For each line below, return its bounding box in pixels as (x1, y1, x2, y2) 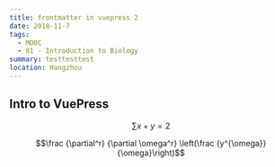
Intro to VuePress (9, 96, 110, 112)
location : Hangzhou (9, 64, 83, 73)
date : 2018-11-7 (9, 22, 70, 31)
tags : (9, 30, 30, 39)
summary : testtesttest (9, 55, 94, 64)
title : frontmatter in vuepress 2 (9, 13, 139, 22)
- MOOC (17, 38, 42, 48)
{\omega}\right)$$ (116, 147, 186, 158)
